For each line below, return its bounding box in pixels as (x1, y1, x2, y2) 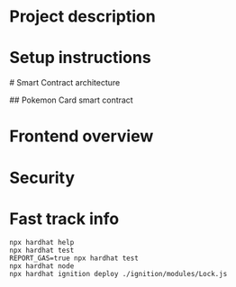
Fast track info (9, 209, 120, 229)
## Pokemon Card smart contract (9, 94, 133, 105)
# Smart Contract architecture (9, 77, 121, 88)
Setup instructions (9, 48, 151, 68)
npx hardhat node (9, 262, 75, 271)
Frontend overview (9, 126, 154, 147)
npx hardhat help (9, 238, 75, 247)
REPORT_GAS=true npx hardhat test (9, 254, 140, 263)
